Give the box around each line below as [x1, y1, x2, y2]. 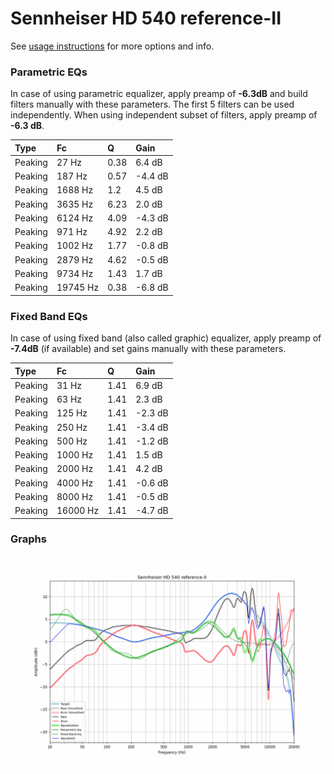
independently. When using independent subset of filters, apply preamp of [10, 109, 318, 121]
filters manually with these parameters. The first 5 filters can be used [10, 98, 295, 111]
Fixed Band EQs [10, 309, 88, 323]
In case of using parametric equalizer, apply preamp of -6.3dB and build [10, 88, 308, 100]
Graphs [10, 532, 47, 546]
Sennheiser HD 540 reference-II [10, 7, 282, 30]
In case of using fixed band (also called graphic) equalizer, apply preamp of [10, 332, 322, 344]
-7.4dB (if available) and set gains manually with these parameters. [10, 343, 287, 355]
